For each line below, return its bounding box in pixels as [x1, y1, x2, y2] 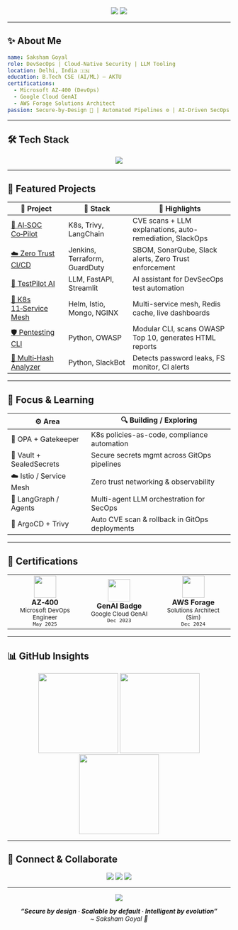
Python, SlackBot [68, 358, 125, 367]
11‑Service [11, 304, 48, 314]
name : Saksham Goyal [7, 53, 69, 61]
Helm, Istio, [68, 299, 106, 309]
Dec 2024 [181, 620, 205, 627]
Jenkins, [68, 245, 97, 255]
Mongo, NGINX [68, 308, 119, 318]
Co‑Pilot [11, 229, 38, 239]
